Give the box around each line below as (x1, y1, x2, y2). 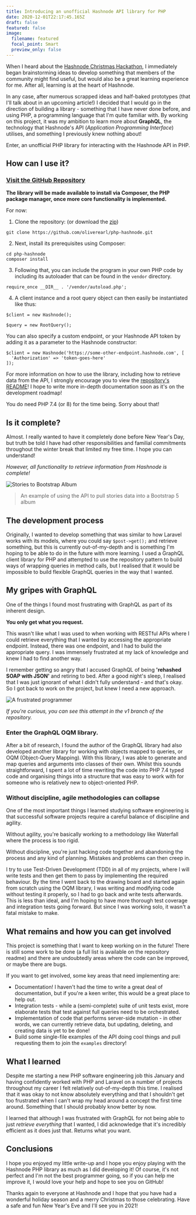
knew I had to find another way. (6, 655, 82, 662)
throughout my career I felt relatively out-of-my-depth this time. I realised (6, 1085, 183, 1092)
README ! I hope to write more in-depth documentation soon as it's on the (6, 383, 184, 390)
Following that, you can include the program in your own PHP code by (14, 267, 183, 274)
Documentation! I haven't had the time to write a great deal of (14, 983, 163, 991)
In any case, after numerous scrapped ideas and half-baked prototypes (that (6, 93, 191, 100)
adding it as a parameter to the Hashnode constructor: (6, 339, 137, 346)
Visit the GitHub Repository (6, 176, 86, 185)
